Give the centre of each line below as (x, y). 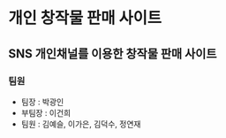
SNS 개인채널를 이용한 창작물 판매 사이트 (113, 54)
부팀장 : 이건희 (46, 112)
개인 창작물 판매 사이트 (85, 18)
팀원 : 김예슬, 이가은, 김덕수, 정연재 (81, 124)
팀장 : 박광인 (42, 102)
